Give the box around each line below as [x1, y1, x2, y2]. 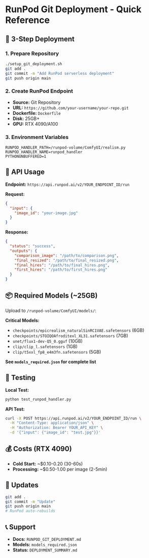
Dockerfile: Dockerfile [12, 110, 61, 116]
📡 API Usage [5, 168, 45, 177]
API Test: [5, 406, 25, 412]
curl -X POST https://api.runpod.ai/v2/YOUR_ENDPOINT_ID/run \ [5, 416, 142, 421]
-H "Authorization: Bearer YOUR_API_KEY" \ [10, 425, 103, 430]
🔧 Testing [5, 373, 36, 382]
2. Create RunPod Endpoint [5, 87, 73, 95]
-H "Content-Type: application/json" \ [10, 421, 94, 426]
